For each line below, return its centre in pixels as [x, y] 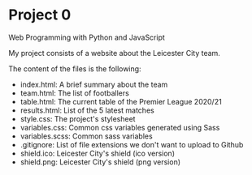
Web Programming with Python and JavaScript [87, 37]
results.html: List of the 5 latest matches [87, 110]
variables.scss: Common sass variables [86, 136]
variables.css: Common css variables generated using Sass [120, 127]
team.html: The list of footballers [75, 93]
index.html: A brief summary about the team [94, 84]
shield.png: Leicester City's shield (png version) [100, 162]
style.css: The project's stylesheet [78, 118]
